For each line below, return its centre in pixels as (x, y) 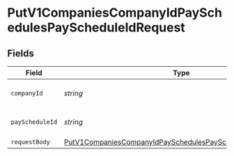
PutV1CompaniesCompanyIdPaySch (115, 13)
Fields (21, 53)
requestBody (31, 142)
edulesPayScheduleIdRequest (96, 28)
